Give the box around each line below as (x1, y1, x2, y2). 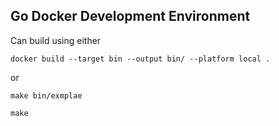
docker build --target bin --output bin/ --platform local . (10, 54, 271, 64)
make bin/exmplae (10, 90, 83, 101)
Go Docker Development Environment (10, 8, 251, 25)
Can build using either (10, 34, 102, 46)
